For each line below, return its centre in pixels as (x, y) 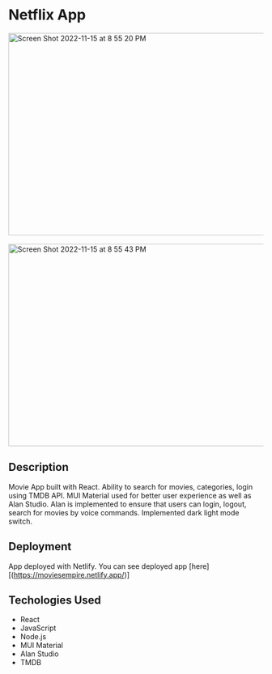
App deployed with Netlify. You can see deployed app (98, 566)
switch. (20, 521)
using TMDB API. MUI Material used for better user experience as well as (130, 495)
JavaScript (38, 628)
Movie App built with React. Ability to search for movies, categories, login (131, 486)
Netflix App (47, 15)
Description (38, 467)
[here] (199, 566)
